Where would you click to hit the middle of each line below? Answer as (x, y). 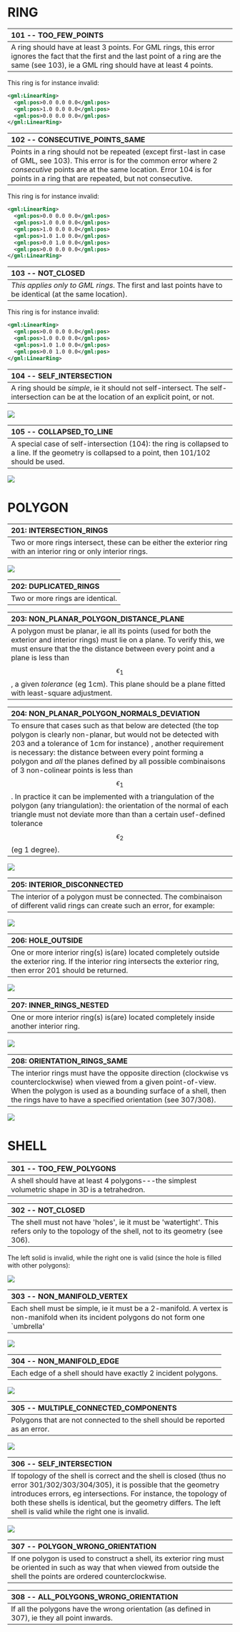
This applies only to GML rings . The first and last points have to (117, 285)
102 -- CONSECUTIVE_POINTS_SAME (78, 140)
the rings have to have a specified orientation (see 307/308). (114, 1100)
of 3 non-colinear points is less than (72, 770)
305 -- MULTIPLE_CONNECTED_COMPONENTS (94, 1408)
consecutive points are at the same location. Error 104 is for (111, 170)
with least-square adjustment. (62, 692)
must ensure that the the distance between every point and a (113, 649)
